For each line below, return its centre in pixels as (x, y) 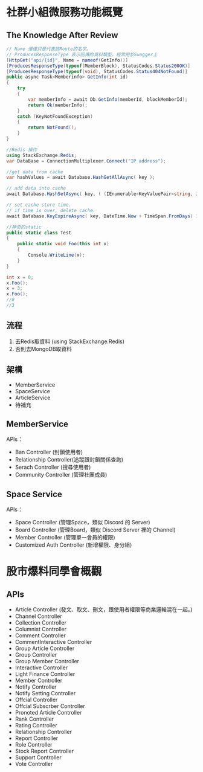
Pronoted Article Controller (48, 713)
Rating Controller (36, 725)
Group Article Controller (45, 648)
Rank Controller (34, 719)
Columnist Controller (41, 629)
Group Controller (36, 655)
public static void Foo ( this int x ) (63, 244)
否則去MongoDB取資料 (43, 349)
